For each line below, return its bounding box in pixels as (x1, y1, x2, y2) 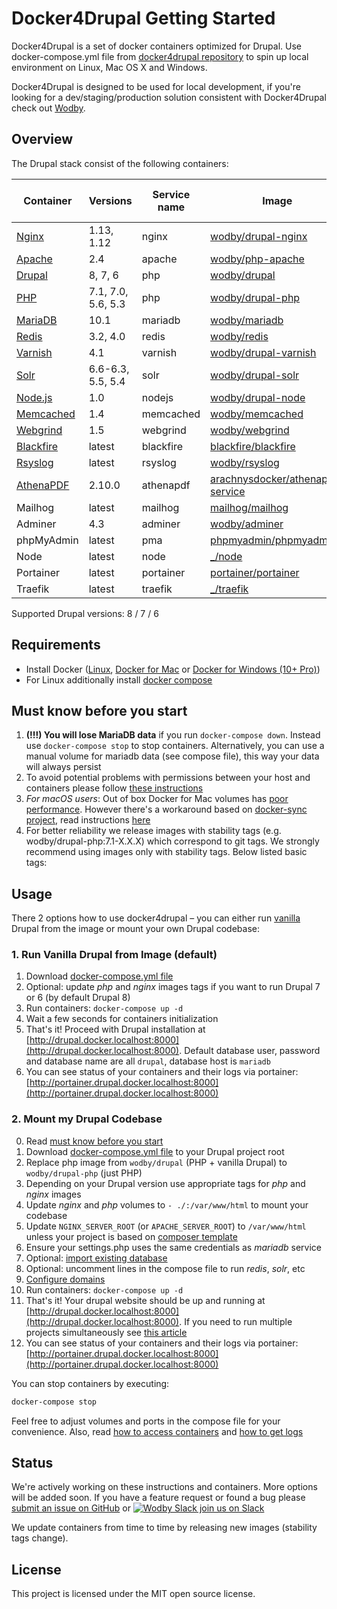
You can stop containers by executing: (11, 1377, 170, 1389)
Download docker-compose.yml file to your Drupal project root (25, 1145, 285, 1157)
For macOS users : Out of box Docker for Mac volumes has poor (25, 793, 289, 805)
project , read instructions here (25, 814, 151, 826)
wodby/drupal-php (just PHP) (25, 1167, 143, 1179)
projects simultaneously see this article (25, 1326, 188, 1338)
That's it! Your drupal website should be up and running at (25, 1294, 266, 1306)
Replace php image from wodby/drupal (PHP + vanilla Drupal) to (25, 1156, 288, 1168)
